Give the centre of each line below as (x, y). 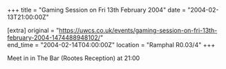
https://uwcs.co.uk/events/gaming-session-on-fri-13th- (138, 30)
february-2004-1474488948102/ (54, 38)
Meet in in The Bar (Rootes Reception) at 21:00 (74, 58)
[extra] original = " (33, 30)
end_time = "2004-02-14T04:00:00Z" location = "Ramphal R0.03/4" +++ (111, 45)
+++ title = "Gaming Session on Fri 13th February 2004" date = (97, 10)
